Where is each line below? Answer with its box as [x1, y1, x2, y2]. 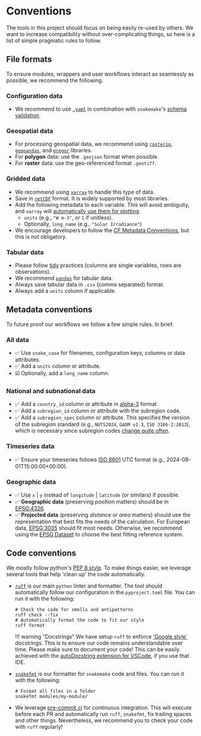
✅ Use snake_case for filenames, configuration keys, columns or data [14, 349, 185, 357]
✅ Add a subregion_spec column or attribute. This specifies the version [14, 414, 190, 422]
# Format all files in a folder [14, 688, 96, 694]
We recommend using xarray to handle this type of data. [14, 188, 155, 195]
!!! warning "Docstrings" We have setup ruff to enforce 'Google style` [14, 633, 188, 640]
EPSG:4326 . [14, 504, 46, 512]
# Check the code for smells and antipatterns [14, 606, 134, 613]
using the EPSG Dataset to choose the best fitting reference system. [14, 530, 184, 538]
